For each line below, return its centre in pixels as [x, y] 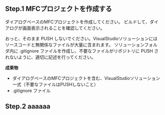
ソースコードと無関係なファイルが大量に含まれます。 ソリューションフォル [81, 45]
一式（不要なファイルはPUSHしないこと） [55, 84]
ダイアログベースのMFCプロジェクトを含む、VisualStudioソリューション [86, 78]
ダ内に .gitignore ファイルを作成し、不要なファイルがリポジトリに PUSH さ [82, 51]
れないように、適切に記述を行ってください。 [51, 57]
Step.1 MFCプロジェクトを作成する [59, 9]
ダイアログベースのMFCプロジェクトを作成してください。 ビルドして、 [78, 22]
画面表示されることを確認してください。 [63, 28]
